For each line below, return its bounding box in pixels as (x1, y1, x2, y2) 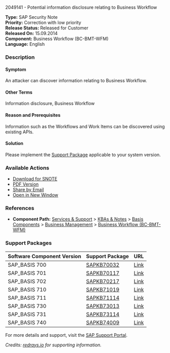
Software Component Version (8, 253, 81, 260)
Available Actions (5, 164, 50, 171)
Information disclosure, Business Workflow (5, 100, 95, 107)
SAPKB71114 (86, 294, 120, 301)
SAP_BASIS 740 (8, 319, 47, 326)
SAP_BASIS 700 (8, 261, 47, 268)
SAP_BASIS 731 (8, 310, 47, 317)
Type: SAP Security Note (5, 14, 58, 20)
